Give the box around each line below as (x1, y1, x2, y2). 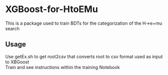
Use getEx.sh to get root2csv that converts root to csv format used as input (5, 53, 163, 59)
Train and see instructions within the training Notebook (5, 64, 120, 70)
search (5, 25, 20, 31)
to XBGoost (5, 59, 29, 65)
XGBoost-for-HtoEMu (5, 4, 98, 15)
